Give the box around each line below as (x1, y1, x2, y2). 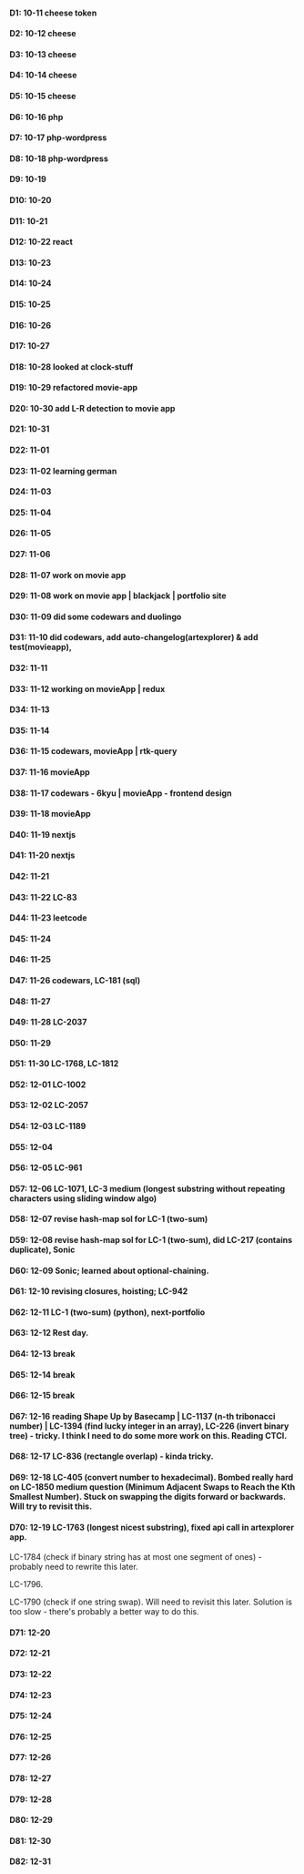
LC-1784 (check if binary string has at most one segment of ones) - (9, 1552, 262, 1563)
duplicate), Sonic (9, 1244, 76, 1256)
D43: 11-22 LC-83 (9, 891, 77, 902)
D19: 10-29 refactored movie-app (9, 382, 138, 393)
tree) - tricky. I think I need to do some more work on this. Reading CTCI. (9, 1430, 288, 1441)
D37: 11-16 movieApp (9, 766, 91, 778)
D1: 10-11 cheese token (9, 7, 97, 18)
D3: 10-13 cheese (9, 48, 77, 59)
